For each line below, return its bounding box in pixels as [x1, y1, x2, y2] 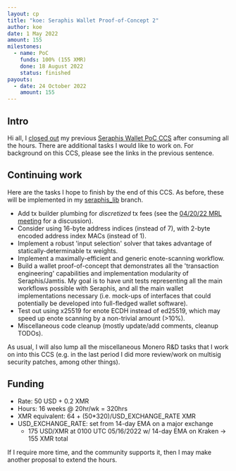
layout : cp [7, 10, 39, 18]
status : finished [20, 69, 71, 76]
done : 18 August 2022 [20, 63, 83, 70]
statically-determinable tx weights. [17, 246, 118, 255]
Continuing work [7, 169, 82, 181]
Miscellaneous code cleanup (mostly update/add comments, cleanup [17, 322, 218, 330]
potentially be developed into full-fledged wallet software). [17, 299, 188, 307]
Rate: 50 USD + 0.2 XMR [17, 396, 89, 405]
